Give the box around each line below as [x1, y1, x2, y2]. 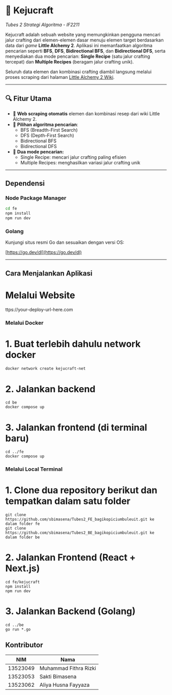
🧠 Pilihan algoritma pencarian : [12, 121, 78, 128]
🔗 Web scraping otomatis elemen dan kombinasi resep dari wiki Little [12, 110, 160, 117]
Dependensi [5, 179, 45, 188]
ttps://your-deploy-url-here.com [5, 306, 73, 312]
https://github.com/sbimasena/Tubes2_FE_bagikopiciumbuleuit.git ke [5, 517, 155, 522]
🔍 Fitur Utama [5, 94, 52, 103]
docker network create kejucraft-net [5, 366, 86, 371]
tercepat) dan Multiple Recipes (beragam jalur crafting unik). [5, 58, 134, 65]
